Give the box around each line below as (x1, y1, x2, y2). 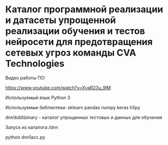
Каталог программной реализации (5, 4, 163, 15)
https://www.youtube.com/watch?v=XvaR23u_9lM (5, 84, 111, 90)
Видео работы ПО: (5, 75, 46, 81)
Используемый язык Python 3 (5, 94, 71, 101)
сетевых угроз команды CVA (5, 47, 137, 59)
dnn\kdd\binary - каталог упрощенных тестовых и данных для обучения (5, 114, 162, 120)
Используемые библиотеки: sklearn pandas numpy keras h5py (5, 104, 141, 110)
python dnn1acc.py (5, 134, 46, 140)
